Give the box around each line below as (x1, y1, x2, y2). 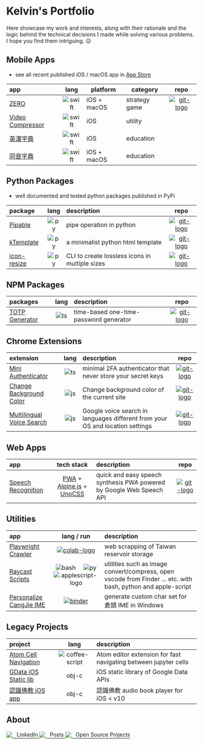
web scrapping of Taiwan (104, 542, 176, 550)
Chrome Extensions (6, 336, 82, 346)
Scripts (9, 575, 30, 583)
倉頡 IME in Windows (104, 601, 164, 609)
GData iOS (9, 667, 39, 676)
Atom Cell (9, 650, 37, 658)
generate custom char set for (104, 592, 187, 601)
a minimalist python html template (66, 238, 162, 246)
